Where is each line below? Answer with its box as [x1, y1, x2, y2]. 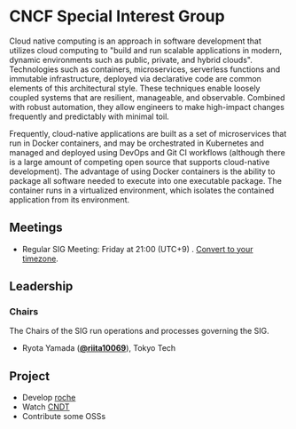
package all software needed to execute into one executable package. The [9, 175, 282, 186]
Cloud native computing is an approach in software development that [9, 36, 261, 46]
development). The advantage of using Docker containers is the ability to [9, 166, 276, 177]
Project [9, 369, 51, 384]
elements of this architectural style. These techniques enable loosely [9, 83, 261, 93]
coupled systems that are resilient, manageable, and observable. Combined [9, 91, 285, 103]
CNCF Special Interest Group [9, 6, 225, 27]
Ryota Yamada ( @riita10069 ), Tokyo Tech [21, 343, 176, 354]
